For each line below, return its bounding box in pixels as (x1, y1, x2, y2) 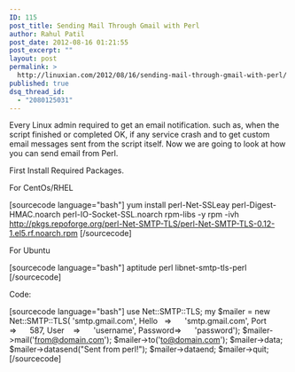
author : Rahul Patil (9, 29, 86, 38)
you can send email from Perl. (9, 148, 119, 159)
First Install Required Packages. (9, 165, 124, 176)
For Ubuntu (9, 245, 50, 256)
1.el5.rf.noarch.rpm (9, 228, 78, 239)
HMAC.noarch (9, 210, 61, 220)
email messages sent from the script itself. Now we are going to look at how (9, 139, 286, 149)
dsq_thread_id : (9, 87, 66, 96)
